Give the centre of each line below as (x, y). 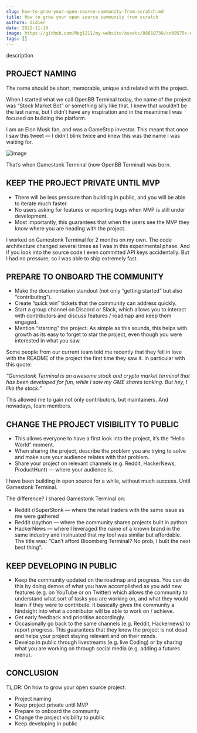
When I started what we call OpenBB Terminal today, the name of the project (98, 99)
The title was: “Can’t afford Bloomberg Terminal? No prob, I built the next (102, 541)
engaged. (26, 322)
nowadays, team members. (39, 406)
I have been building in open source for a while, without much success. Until (98, 481)
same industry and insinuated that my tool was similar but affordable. (98, 535)
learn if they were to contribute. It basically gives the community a (94, 605)
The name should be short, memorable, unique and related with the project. (97, 88)
